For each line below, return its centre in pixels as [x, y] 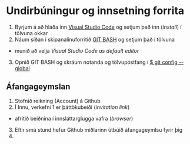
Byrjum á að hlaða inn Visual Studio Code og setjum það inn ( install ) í [98, 27]
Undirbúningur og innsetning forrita [95, 11]
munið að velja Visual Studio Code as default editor [77, 50]
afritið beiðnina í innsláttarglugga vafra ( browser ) [74, 118]
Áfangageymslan [38, 87]
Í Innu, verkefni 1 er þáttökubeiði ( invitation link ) [72, 107]
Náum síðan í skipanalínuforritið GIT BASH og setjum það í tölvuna [95, 39]
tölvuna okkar [31, 33]
